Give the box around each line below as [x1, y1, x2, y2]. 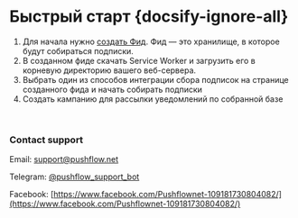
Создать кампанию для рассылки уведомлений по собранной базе [22, 93, 284, 104]
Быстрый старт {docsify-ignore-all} [9, 6, 289, 27]
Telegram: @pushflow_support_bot [9, 171, 140, 182]
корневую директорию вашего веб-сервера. [22, 65, 197, 76]
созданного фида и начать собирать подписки [22, 84, 203, 95]
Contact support [9, 133, 84, 146]
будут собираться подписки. [22, 45, 134, 56]
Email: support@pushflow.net [9, 154, 119, 165]
